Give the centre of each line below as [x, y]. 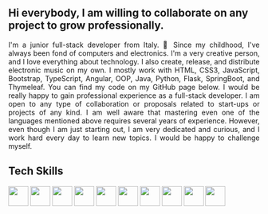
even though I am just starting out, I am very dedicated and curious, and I [134, 129]
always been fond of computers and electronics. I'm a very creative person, [134, 53]
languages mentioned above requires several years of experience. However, [134, 121]
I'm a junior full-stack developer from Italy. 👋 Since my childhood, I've [134, 45]
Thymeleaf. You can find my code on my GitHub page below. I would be [134, 87]
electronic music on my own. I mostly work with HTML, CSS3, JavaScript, [134, 70]
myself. [20, 146]
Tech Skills [36, 171]
